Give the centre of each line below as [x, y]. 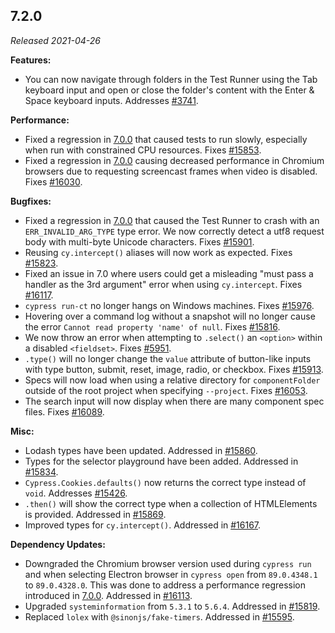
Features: [31, 60]
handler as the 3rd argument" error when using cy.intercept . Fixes [163, 284]
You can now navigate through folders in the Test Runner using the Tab [171, 79]
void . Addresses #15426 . [76, 493]
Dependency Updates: [58, 544]
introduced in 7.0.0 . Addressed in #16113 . [108, 595]
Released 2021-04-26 [55, 40]
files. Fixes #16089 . [64, 411]
